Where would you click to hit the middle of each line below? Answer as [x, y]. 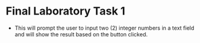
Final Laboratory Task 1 [66, 11]
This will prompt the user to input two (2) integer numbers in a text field [104, 28]
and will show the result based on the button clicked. [81, 34]
